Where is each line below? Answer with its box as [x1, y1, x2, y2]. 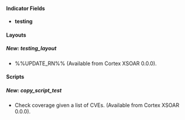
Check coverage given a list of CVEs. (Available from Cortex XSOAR [14, 102, 180, 109]
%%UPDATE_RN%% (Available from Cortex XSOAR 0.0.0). [14, 60, 157, 67]
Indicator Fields [6, 5, 45, 12]
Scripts [6, 73, 25, 80]
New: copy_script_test [6, 86, 62, 94]
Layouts [6, 31, 27, 38]
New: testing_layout [6, 45, 57, 52]
